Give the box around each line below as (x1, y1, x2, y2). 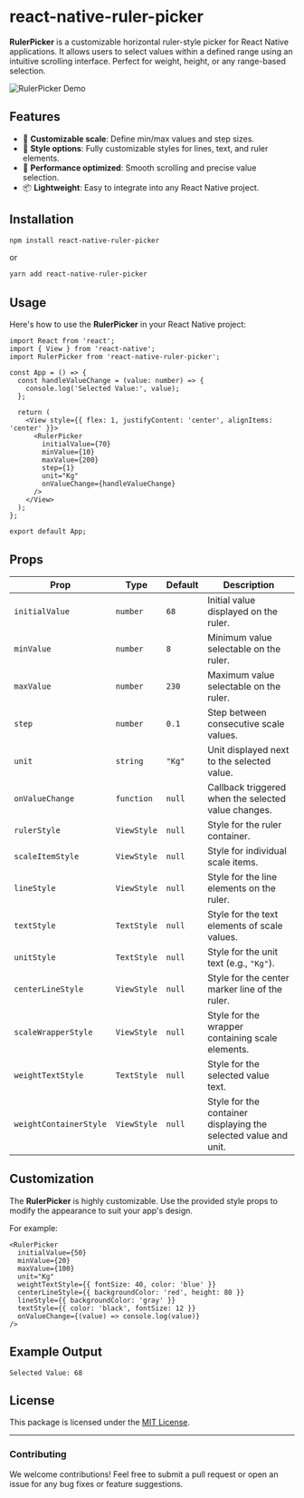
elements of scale (207, 919, 283, 932)
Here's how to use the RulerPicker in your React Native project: (9, 319, 247, 330)
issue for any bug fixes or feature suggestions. (9, 1478, 184, 1489)
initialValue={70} (42, 440, 111, 449)
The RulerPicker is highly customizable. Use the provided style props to (9, 1195, 279, 1206)
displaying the (207, 1118, 268, 1131)
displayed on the (207, 605, 279, 618)
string (115, 756, 144, 766)
